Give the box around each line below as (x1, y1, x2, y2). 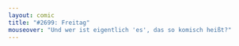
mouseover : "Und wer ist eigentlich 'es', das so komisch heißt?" (8, 26, 232, 34)
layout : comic (8, 11, 55, 19)
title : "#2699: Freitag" (8, 19, 90, 27)
